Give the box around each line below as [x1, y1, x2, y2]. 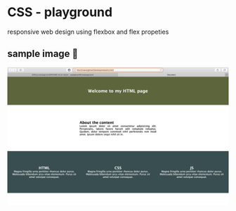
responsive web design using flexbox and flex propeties [7, 27, 169, 36]
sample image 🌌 [7, 48, 79, 60]
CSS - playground [7, 4, 113, 20]
